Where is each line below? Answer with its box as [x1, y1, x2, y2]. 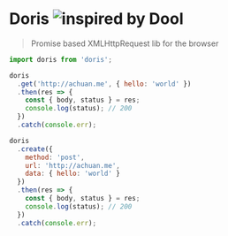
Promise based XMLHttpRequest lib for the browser [30, 38, 219, 49]
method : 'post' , [25, 153, 86, 162]
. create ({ [17, 144, 53, 154]
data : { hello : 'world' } [25, 169, 121, 179]
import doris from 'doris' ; [9, 55, 113, 64]
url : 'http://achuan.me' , [25, 161, 121, 170]
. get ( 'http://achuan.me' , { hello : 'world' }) [17, 80, 192, 88]
